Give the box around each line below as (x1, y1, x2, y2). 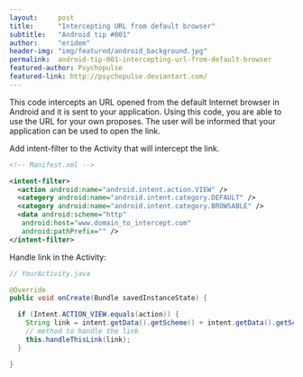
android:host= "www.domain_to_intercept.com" (21, 218, 192, 227)
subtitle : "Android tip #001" (9, 30, 131, 39)
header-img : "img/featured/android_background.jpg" (9, 47, 207, 56)
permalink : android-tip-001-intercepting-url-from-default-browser (9, 55, 272, 64)
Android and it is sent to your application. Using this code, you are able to (9, 106, 282, 117)
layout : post (9, 13, 75, 23)
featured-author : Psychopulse (9, 64, 124, 73)
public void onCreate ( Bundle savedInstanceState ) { (9, 294, 207, 303)
